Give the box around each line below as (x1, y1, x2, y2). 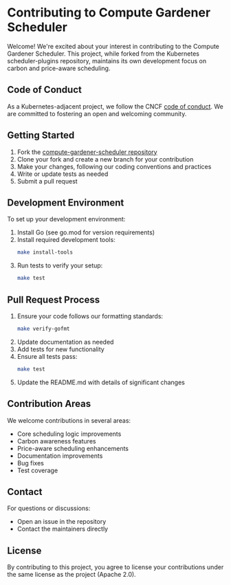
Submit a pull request (16, 177, 78, 185)
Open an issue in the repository (16, 518, 107, 526)
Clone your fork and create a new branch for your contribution (16, 155, 194, 163)
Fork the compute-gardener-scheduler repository (16, 148, 157, 156)
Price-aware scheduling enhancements (16, 444, 129, 452)
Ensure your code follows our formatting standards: (16, 311, 164, 320)
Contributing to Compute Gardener (7, 5, 211, 21)
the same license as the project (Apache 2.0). (7, 571, 136, 579)
